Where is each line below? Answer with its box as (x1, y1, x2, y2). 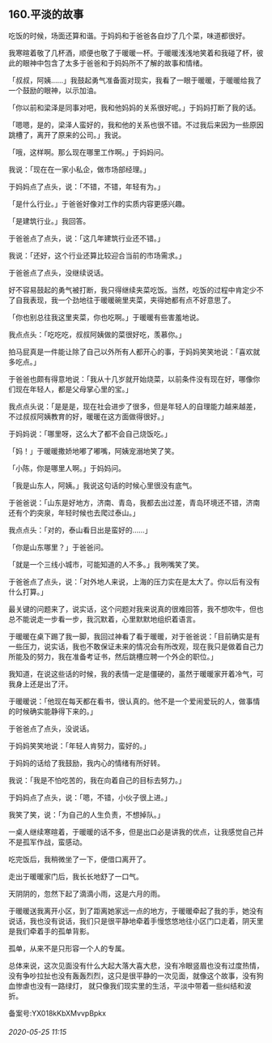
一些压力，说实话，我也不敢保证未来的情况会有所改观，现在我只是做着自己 (8, 641, 257, 651)
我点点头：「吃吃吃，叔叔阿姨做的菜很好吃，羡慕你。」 (8, 329, 186, 339)
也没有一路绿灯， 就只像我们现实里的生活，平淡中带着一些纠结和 (29, 981, 244, 990)
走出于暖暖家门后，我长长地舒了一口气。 (8, 871, 143, 881)
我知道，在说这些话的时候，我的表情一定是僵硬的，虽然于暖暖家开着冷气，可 (8, 669, 264, 678)
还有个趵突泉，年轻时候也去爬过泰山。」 (8, 507, 140, 517)
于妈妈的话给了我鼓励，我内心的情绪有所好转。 (8, 758, 164, 767)
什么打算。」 (8, 587, 48, 596)
